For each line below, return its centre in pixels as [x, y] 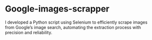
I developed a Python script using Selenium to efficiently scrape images [76, 22]
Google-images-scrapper [57, 9]
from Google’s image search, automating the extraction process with [73, 27]
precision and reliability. [28, 32]
